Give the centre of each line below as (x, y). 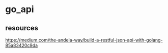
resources (22, 28)
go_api (20, 9)
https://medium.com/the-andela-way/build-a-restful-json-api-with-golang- (84, 40)
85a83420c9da (22, 45)
